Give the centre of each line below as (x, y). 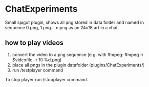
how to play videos (34, 43)
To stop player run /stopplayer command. (47, 79)
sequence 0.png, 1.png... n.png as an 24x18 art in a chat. (62, 27)
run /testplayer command (38, 70)
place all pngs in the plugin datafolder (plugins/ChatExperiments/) (78, 65)
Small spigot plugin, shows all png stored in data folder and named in (74, 22)
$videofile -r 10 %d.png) (37, 60)
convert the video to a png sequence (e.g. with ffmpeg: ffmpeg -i (78, 54)
